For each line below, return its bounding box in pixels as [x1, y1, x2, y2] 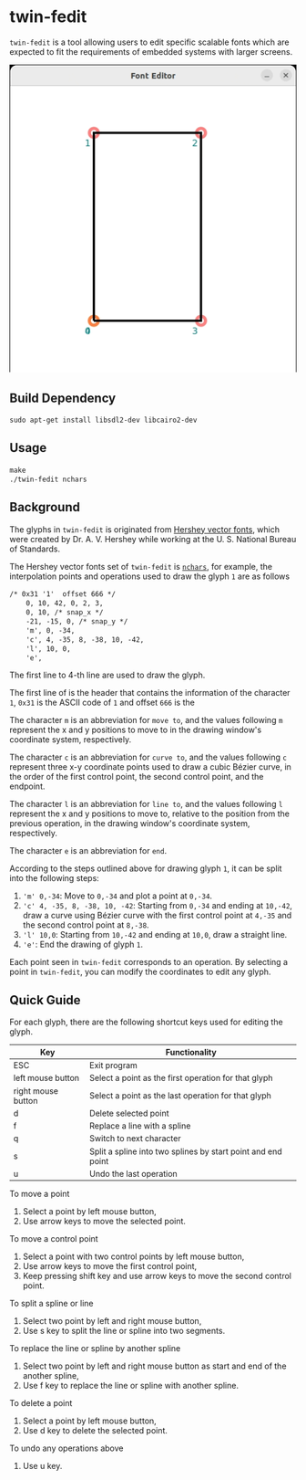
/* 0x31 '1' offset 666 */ [9, 589, 117, 599]
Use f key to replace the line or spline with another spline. [22, 1380, 240, 1391]
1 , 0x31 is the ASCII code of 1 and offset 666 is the [9, 697, 196, 708]
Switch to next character [89, 1133, 181, 1144]
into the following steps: [9, 872, 100, 883]
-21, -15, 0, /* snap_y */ [25, 616, 128, 626]
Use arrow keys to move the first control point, [22, 1261, 198, 1272]
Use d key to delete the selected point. [22, 1425, 168, 1436]
